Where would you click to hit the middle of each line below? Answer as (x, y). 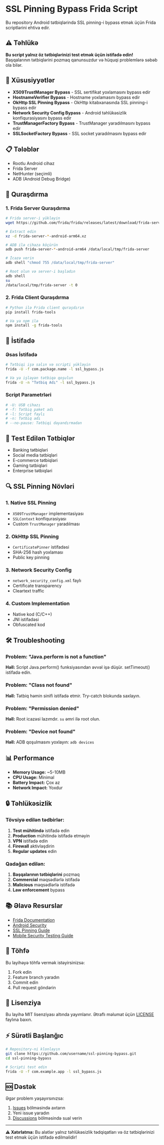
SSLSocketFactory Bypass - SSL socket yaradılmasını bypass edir (79, 133)
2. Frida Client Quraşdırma (37, 297)
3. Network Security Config (39, 570)
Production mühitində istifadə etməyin (51, 835)
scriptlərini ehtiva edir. (28, 27)
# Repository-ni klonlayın (33, 1049)
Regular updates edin (35, 851)
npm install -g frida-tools (34, 325)
